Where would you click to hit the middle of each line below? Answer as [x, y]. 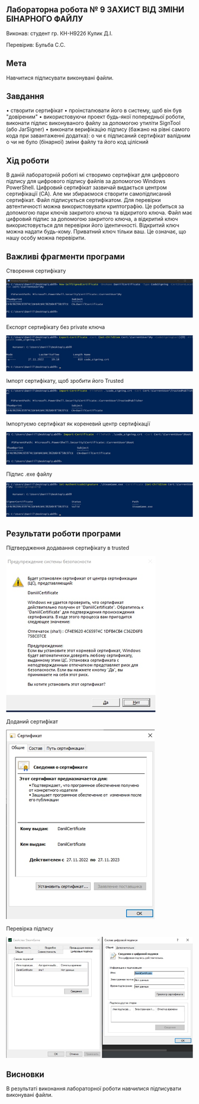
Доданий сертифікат [32, 722]
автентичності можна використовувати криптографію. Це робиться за [95, 206]
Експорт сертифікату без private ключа [56, 327]
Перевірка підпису [30, 929]
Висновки [25, 1074]
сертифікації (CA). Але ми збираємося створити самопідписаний [89, 194]
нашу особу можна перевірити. [46, 238]
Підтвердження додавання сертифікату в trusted [68, 548]
